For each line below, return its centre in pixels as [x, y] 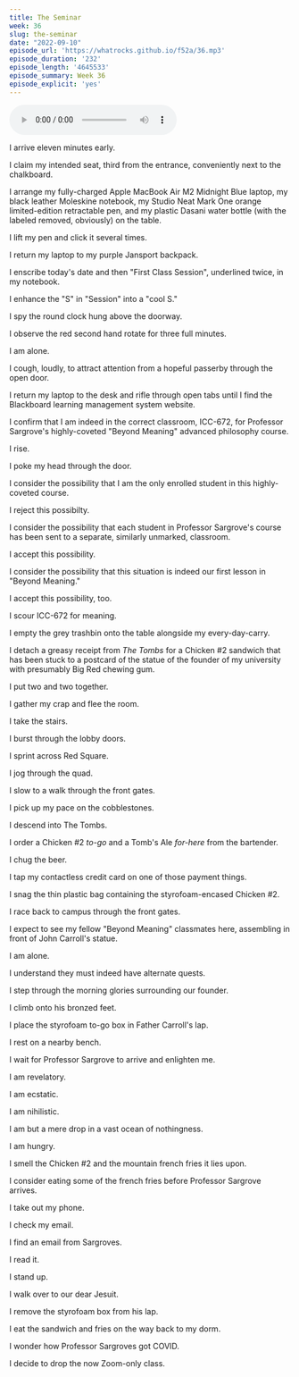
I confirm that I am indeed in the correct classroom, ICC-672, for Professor [146, 422]
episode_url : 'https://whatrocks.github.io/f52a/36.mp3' [117, 51]
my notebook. [35, 281]
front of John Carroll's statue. [64, 938]
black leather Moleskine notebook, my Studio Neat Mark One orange [135, 201]
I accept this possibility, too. [61, 598]
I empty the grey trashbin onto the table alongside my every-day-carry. [140, 633]
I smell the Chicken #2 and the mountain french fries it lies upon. [128, 1163]
